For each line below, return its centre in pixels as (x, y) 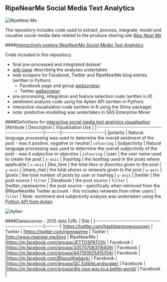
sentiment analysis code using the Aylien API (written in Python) (78, 101)
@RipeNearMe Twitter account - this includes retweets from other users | (81, 191)
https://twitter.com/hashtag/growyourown (107, 226)
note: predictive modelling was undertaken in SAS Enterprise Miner (81, 112)
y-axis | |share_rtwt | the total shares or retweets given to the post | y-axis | (83, 169)
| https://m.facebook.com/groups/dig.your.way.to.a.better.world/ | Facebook (83, 268)
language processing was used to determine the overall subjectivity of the (81, 148)
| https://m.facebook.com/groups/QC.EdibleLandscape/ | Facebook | (75, 263)
